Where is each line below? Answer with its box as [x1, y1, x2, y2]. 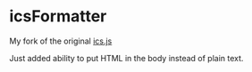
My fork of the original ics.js [9, 36, 113, 46]
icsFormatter [9, 6, 107, 27]
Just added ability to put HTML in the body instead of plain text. [9, 52, 244, 63]
